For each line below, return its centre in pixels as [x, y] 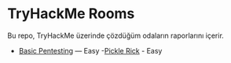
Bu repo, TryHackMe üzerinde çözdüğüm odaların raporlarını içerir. [116, 35]
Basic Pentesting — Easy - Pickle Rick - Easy [90, 50]
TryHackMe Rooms [71, 14]
